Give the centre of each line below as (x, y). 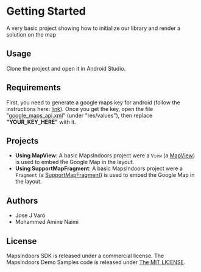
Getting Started (46, 11)
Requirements (33, 88)
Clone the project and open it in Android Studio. (66, 68)
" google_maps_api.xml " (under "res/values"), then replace (79, 115)
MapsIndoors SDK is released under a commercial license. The (85, 256)
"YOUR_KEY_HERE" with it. (41, 122)
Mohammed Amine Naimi (47, 222)
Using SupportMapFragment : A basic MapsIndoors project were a (99, 168)
